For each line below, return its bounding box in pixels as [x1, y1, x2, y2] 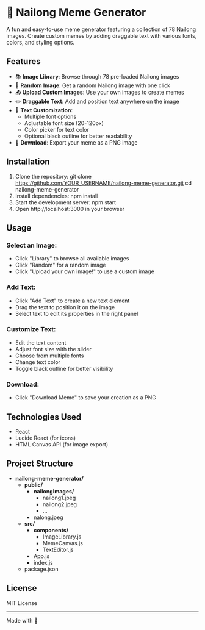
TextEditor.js [42, 546, 74, 553]
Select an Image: [6, 241, 57, 249]
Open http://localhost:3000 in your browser [15, 205, 125, 212]
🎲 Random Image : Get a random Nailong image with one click [15, 82, 171, 89]
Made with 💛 [6, 617, 38, 624]
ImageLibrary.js [42, 533, 82, 540]
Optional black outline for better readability [24, 132, 132, 140]
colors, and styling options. [6, 38, 75, 46]
